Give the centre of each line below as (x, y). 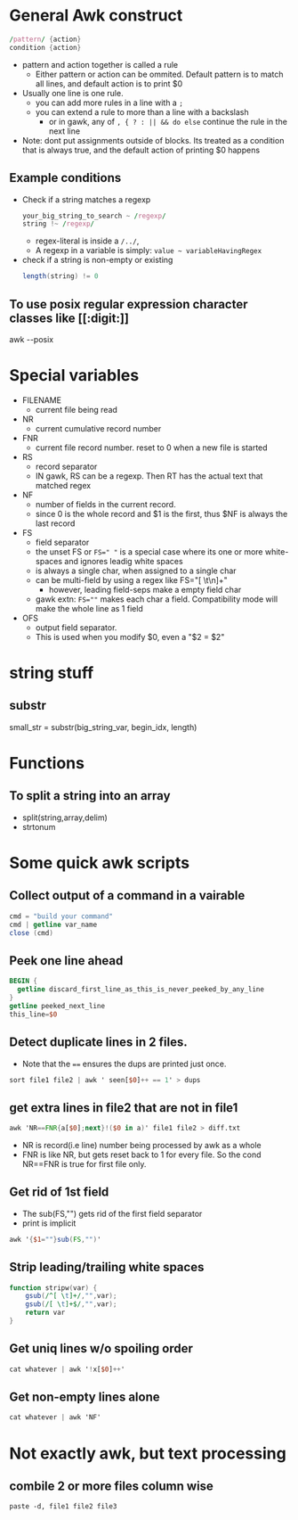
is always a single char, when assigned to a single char (136, 571)
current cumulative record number (98, 428)
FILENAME (42, 400)
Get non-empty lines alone (85, 1397)
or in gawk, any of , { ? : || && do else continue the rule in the (168, 121)
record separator (66, 466)
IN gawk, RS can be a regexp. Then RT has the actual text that (149, 476)
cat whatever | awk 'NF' (55, 1417)
